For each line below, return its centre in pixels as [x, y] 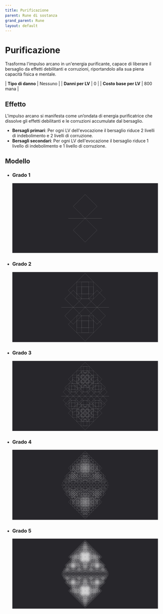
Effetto [16, 104]
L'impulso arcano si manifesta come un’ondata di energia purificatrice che [79, 116]
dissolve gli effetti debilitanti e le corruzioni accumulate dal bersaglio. [74, 121]
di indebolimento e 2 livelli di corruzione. [52, 136]
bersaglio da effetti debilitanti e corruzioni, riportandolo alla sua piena [74, 69]
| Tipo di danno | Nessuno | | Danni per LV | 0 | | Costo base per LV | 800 [79, 84]
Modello [18, 161]
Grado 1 [21, 175]
